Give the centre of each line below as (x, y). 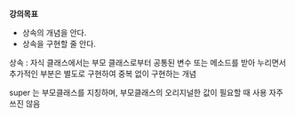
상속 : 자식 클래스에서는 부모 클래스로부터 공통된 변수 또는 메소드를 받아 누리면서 (148, 62)
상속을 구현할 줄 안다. (59, 44)
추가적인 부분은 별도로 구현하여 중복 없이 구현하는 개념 (103, 74)
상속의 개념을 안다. (54, 33)
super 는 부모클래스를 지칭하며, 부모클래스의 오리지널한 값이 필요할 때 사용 (138, 93)
